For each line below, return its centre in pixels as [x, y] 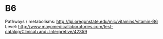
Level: [11, 26]
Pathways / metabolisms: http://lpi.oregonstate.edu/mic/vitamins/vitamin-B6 [81, 21]
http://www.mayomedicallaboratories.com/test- [65, 26]
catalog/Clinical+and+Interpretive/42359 [46, 31]
